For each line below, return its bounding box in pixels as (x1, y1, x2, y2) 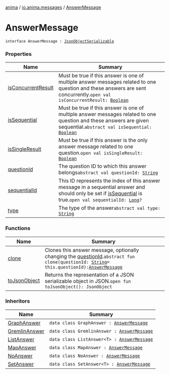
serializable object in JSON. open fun (45, 277, 131, 284)
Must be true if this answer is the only (58, 137, 148, 144)
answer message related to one (58, 143, 134, 150)
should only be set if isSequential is (58, 190, 143, 197)
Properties (5, 50, 32, 57)
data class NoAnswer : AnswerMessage (49, 353, 140, 359)
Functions (5, 225, 30, 232)
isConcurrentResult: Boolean (58, 97, 129, 103)
